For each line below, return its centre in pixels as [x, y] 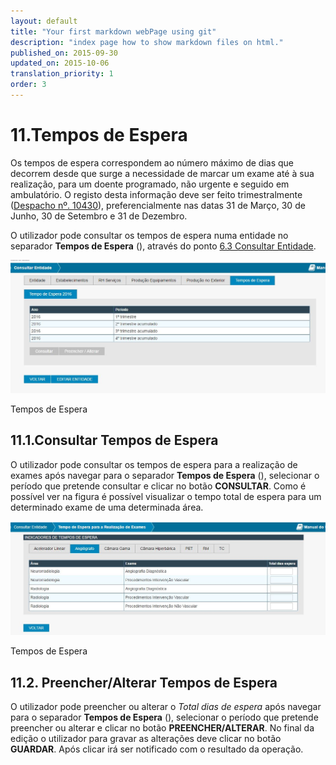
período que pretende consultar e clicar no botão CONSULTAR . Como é [158, 486]
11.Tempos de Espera [99, 135]
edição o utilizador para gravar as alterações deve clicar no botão [146, 739]
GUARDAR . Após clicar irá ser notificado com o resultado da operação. [157, 749]
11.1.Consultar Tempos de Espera [114, 440]
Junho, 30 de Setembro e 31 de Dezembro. [99, 216]
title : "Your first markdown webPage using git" [113, 31]
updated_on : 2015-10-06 [60, 63]
